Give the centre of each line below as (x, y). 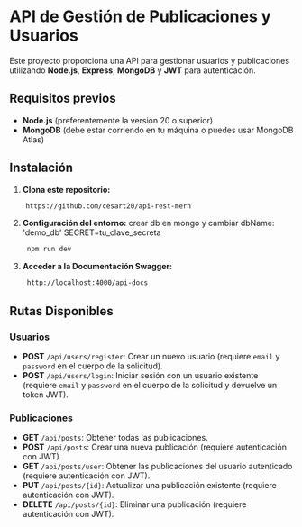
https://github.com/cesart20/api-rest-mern (109, 206)
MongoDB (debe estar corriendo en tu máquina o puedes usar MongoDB (158, 130)
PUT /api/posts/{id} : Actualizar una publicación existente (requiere (149, 486)
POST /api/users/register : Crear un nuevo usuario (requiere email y (151, 356)
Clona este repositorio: (66, 189)
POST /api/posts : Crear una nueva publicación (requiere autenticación (154, 447)
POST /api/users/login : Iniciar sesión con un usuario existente (140, 375)
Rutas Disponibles (62, 311)
